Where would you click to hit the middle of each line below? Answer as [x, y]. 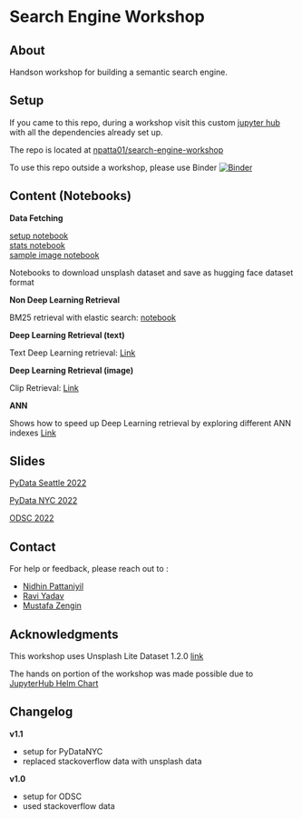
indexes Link [33, 433]
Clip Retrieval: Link [44, 387]
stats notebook [37, 245]
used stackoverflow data [68, 805]
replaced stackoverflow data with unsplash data [112, 761]
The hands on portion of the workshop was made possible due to [132, 674]
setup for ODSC [52, 796]
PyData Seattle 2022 [48, 483]
